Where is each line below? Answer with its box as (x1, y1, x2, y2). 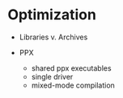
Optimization (7, 6, 96, 24)
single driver (31, 71, 74, 81)
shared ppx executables (31, 63, 112, 73)
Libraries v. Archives (19, 32, 88, 42)
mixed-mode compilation (31, 80, 115, 90)
